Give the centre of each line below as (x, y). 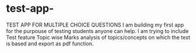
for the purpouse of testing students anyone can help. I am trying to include (97, 31)
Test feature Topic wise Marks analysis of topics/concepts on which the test (98, 37)
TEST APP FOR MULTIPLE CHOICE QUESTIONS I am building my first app (95, 25)
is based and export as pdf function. (50, 44)
